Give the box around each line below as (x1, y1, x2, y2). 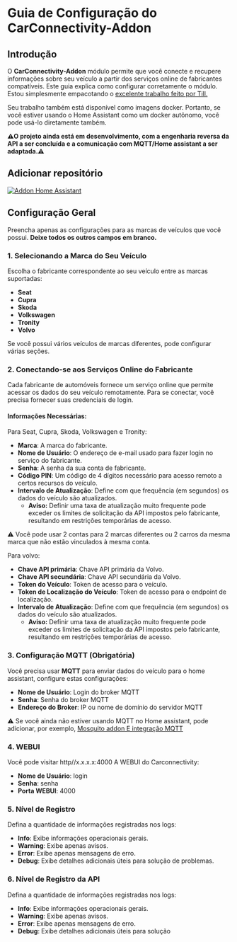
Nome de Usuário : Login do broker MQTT (17, 688, 140, 696)
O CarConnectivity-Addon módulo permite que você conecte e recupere (7, 67, 221, 75)
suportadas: (7, 274, 42, 282)
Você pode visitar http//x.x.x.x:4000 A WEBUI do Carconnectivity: (7, 758, 200, 766)
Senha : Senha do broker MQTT (17, 695, 109, 703)
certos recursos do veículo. (17, 479, 98, 488)
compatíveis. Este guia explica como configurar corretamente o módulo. (7, 82, 218, 90)
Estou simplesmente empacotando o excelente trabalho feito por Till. (7, 90, 208, 98)
